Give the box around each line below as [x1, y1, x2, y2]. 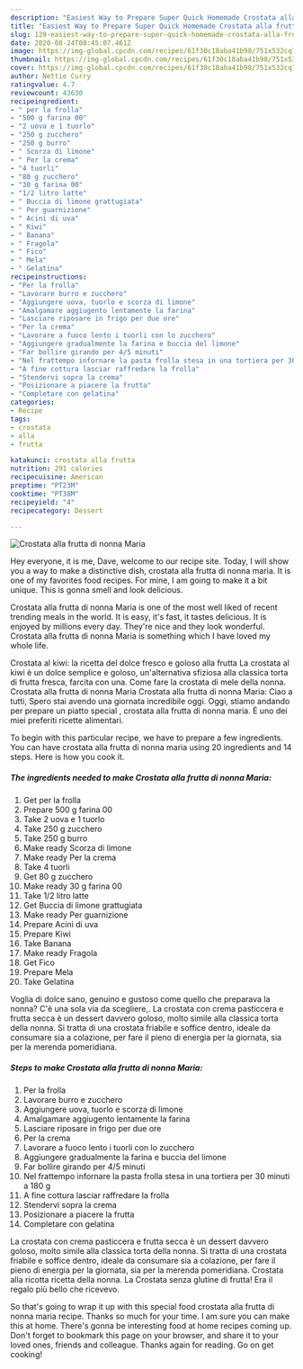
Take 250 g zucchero [22, 824, 102, 835]
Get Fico [22, 957, 55, 968]
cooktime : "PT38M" [10, 489, 79, 498]
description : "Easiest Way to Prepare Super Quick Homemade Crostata [10, 13, 277, 22]
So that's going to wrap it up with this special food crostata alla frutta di [10, 1302, 275, 1312]
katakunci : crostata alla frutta [10, 456, 136, 465]
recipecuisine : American [10, 473, 103, 482]
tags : [10, 415, 31, 424]
